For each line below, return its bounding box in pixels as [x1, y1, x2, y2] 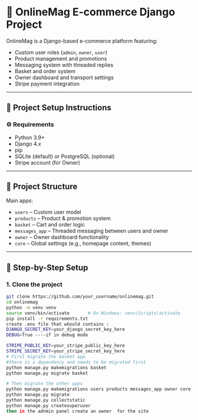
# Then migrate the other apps [6, 380, 83, 387]
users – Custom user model [14, 209, 81, 216]
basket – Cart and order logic [14, 221, 85, 228]
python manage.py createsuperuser [6, 402, 91, 409]
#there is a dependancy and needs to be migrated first [6, 359, 146, 365]
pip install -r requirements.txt [6, 316, 88, 321]
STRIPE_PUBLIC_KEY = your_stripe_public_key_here [6, 343, 126, 349]
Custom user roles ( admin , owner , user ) [14, 48, 108, 55]
